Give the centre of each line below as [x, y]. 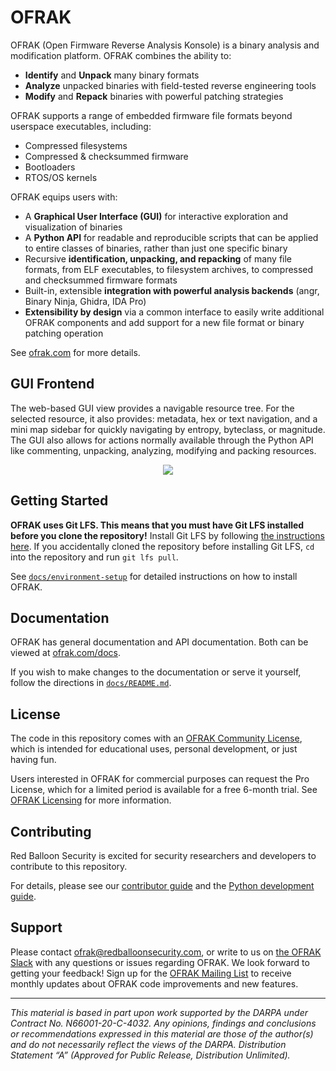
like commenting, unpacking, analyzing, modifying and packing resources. [163, 450]
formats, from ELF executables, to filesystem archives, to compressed [169, 269]
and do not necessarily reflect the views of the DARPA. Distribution [148, 1044]
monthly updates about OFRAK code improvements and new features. [154, 983]
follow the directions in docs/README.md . [91, 683]
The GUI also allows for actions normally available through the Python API [162, 440]
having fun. [33, 760]
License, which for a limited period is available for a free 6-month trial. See [164, 790]
